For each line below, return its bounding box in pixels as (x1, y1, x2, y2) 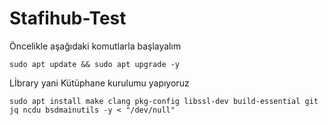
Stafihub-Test (9, 7, 127, 30)
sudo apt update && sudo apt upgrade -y (9, 59, 181, 69)
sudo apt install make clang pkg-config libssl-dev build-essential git (9, 96, 319, 106)
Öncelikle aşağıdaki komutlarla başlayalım (9, 40, 182, 52)
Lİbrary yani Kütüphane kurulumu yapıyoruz (9, 77, 190, 89)
